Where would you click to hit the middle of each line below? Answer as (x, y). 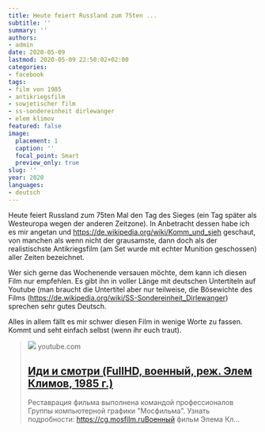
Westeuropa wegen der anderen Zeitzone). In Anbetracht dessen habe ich (129, 224)
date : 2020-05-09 (37, 52)
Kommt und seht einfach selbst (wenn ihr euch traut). (95, 330)
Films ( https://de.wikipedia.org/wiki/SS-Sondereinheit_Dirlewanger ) (118, 297)
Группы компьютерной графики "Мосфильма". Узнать (119, 411)
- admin (21, 45)
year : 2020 (26, 178)
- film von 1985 (35, 89)
